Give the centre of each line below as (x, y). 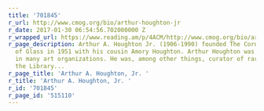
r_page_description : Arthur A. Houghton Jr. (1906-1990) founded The (125, 45)
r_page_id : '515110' (42, 95)
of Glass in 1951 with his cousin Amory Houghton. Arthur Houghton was (135, 52)
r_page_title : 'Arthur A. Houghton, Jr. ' (79, 73)
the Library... (40, 66)
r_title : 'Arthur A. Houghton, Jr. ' (70, 81)
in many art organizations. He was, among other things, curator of (130, 59)
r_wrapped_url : (33, 37)
